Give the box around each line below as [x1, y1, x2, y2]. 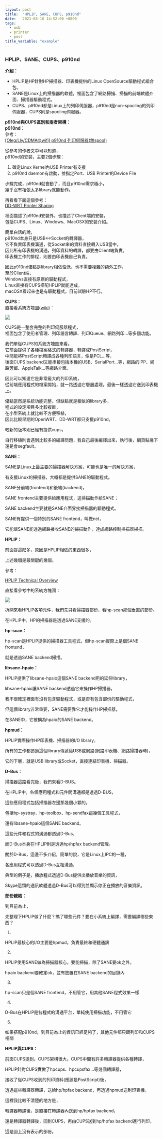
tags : [5, 20, 16, 26]
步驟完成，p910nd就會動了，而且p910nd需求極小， [5, 181, 107, 187]
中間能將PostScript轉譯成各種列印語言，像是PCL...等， [5, 353, 114, 359]
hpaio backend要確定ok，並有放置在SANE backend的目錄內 [5, 970, 125, 976]
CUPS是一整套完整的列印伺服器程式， [5, 324, 81, 330]
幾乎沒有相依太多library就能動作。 [5, 187, 73, 193]
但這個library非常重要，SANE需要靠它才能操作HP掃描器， [5, 706, 120, 712]
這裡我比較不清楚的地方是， [5, 1098, 61, 1103]
